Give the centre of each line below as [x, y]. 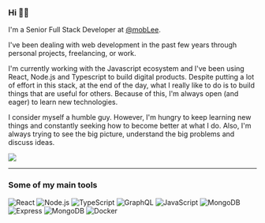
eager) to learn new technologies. [63, 102]
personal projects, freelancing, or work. [72, 54]
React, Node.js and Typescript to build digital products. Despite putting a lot [131, 77]
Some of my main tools [53, 185]
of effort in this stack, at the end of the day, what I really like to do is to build [131, 85]
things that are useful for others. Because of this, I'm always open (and [123, 94]
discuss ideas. [32, 143]
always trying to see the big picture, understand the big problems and [121, 134]
